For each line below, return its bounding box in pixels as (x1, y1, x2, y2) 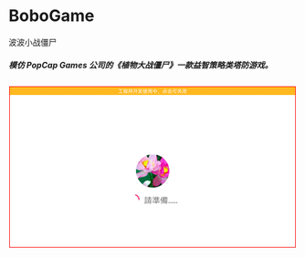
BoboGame (8, 5, 95, 26)
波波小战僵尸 (8, 36, 57, 47)
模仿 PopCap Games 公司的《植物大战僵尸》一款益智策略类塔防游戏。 (8, 59, 273, 70)
